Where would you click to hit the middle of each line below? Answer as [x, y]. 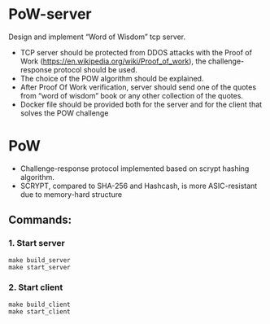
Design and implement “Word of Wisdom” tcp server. [97, 37]
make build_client [39, 304]
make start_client [39, 311]
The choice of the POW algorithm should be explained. [112, 78]
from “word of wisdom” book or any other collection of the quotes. [132, 95]
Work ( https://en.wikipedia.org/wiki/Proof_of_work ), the [113, 61]
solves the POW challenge [64, 113]
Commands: [40, 220]
